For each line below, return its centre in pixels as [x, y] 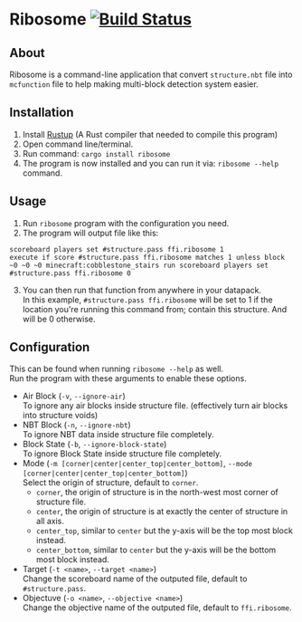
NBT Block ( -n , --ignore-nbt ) [76, 425]
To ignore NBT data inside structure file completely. [118, 435]
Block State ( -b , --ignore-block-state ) [94, 445]
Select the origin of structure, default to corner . [110, 483]
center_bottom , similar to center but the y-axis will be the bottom [156, 550]
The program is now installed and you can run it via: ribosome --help [150, 163]
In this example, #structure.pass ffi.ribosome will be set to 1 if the [147, 300]
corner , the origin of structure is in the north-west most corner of [157, 493]
